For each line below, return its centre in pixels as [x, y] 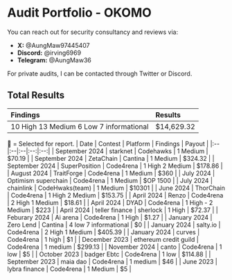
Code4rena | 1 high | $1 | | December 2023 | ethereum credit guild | [103, 239]
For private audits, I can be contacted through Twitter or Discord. [100, 73]
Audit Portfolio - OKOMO [80, 13]
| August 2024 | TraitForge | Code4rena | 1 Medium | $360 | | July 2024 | [111, 173]
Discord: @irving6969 [49, 53]
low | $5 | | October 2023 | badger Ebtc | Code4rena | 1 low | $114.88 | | [109, 254]
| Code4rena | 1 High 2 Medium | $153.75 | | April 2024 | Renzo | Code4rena [115, 195]
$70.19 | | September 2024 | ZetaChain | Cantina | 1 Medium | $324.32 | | [111, 158]
